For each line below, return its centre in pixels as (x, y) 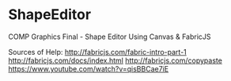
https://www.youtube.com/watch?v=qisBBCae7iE (88, 68)
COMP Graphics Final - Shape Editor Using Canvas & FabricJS (110, 37)
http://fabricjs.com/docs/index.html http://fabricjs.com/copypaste (116, 60)
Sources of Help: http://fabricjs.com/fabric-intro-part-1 (98, 52)
